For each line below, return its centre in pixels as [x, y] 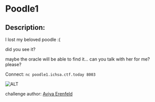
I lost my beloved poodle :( [33, 39]
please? [13, 64]
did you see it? [20, 49]
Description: [25, 28]
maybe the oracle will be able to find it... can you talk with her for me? [77, 59]
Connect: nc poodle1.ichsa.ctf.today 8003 [50, 74]
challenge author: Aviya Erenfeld [39, 94]
